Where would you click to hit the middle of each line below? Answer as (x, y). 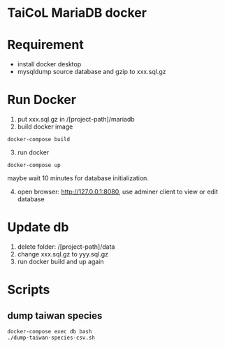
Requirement (45, 45)
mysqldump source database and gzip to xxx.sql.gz (92, 72)
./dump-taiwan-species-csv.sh (51, 338)
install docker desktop (49, 64)
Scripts (29, 290)
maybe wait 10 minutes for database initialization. (78, 178)
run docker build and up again (60, 261)
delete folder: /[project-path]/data (66, 247)
